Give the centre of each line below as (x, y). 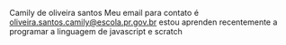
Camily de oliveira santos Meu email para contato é (104, 13)
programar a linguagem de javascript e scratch (96, 31)
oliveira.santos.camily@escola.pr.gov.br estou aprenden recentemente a (143, 22)
